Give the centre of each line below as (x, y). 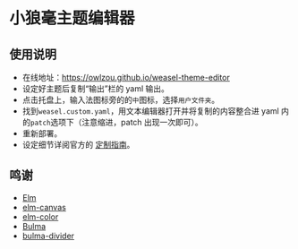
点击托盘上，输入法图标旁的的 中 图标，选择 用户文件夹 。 (121, 100)
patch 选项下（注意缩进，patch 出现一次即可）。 (116, 122)
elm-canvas (44, 207)
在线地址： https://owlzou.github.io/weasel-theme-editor (126, 77)
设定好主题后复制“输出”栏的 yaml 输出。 (96, 89)
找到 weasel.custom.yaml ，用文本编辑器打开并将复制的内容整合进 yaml (150, 111)
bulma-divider (48, 236)
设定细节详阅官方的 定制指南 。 (78, 145)
